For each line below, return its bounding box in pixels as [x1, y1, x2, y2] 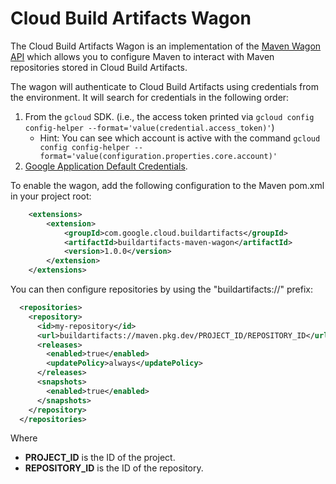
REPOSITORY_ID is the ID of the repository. [24, 462, 204, 474]
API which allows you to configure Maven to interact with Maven [10, 50, 275, 62]
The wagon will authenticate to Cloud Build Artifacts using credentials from [10, 80, 319, 92]
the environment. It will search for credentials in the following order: [10, 91, 290, 103]
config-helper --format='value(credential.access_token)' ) [24, 121, 275, 133]
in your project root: [10, 190, 92, 202]
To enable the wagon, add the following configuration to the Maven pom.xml [10, 179, 325, 191]
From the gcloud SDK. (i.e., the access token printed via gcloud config [24, 110, 315, 122]
